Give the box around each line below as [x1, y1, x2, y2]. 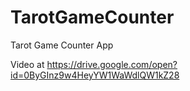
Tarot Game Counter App [10, 39, 114, 51]
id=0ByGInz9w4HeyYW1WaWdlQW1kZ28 [10, 69, 180, 81]
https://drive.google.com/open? [46, 58, 178, 70]
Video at [10, 58, 45, 70]
